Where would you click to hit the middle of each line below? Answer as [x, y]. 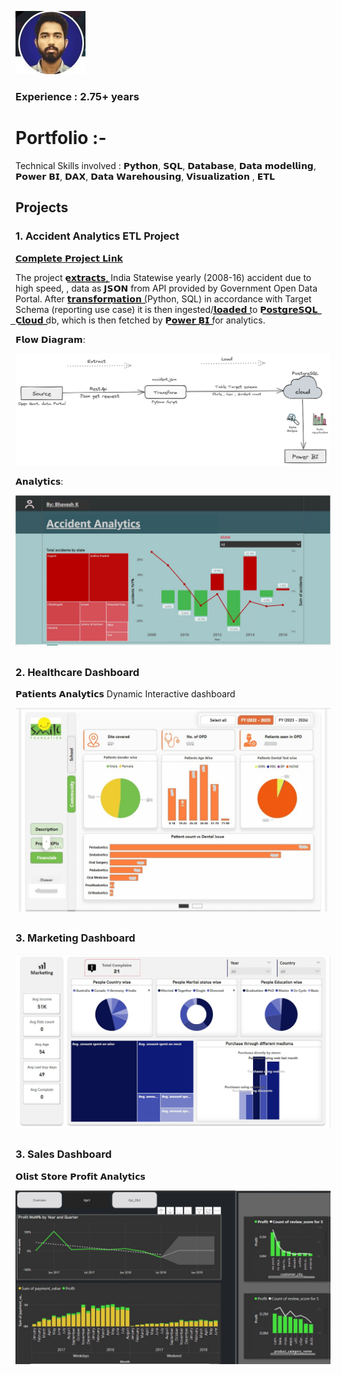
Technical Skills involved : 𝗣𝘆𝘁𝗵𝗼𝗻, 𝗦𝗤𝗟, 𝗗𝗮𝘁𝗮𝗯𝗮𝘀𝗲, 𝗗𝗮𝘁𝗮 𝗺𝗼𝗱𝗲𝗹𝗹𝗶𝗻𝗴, [166, 165]
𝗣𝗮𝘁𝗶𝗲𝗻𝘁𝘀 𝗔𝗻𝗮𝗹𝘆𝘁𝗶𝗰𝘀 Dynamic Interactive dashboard [125, 694]
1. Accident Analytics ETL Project [97, 236]
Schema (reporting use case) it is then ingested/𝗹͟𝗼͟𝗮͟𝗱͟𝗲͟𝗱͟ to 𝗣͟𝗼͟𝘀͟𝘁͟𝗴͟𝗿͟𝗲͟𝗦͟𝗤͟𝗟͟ [166, 309]
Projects [42, 207]
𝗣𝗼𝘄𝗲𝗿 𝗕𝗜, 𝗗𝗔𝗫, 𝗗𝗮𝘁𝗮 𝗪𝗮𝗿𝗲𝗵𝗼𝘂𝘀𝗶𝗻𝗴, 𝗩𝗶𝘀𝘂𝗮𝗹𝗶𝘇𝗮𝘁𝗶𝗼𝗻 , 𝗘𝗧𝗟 [145, 176]
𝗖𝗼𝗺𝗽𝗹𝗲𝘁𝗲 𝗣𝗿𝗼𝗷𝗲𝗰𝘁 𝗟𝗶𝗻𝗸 [69, 258]
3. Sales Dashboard [63, 1154]
